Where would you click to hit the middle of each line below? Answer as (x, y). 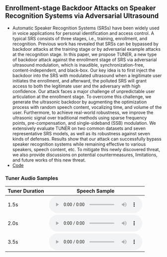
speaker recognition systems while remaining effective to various (79, 144)
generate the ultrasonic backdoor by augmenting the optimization (80, 102)
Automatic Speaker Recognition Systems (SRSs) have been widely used (86, 28)
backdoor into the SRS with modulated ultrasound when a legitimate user (87, 75)
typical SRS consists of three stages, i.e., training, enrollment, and (80, 38)
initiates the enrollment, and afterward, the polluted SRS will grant (79, 81)
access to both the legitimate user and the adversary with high (76, 86)
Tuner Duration (26, 191)
